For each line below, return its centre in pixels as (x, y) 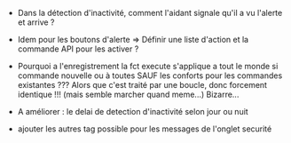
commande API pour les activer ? (78, 49)
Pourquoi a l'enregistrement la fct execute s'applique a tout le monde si (148, 66)
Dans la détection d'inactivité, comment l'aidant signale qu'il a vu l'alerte (150, 13)
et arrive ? (36, 22)
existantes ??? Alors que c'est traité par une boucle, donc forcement (142, 85)
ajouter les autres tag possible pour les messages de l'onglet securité (145, 129)
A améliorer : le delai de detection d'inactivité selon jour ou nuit (133, 111)
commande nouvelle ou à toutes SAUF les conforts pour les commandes (150, 75)
